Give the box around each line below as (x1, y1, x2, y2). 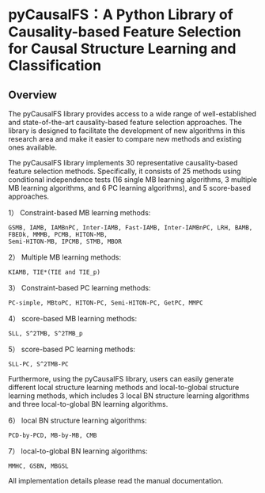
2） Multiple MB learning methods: (8, 252, 121, 262)
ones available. (8, 142, 58, 152)
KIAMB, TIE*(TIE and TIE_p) (8, 268, 101, 276)
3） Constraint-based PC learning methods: (8, 283, 151, 292)
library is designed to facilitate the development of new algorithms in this (8, 126, 245, 135)
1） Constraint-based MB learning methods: (8, 208, 151, 217)
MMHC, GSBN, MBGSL (8, 462, 69, 470)
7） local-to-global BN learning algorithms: (8, 446, 148, 456)
